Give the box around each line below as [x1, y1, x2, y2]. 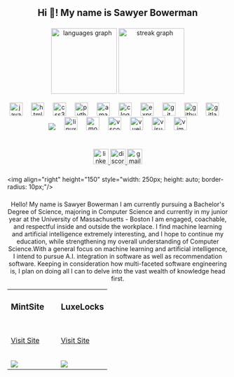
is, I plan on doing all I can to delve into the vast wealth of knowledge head [10, 267, 226, 276]
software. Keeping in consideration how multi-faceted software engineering [8, 259, 228, 268]
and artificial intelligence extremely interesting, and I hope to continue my [11, 230, 224, 239]
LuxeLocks [60, 301, 104, 313]
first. [111, 274, 125, 283]
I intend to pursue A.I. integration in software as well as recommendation [13, 252, 223, 261]
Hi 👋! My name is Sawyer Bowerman [37, 7, 198, 19]
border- [201, 176, 224, 184]
